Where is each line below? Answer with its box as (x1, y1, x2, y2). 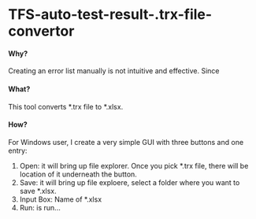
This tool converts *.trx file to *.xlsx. (8, 102, 124, 111)
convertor (8, 22, 75, 40)
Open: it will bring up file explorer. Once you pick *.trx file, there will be (19, 161, 249, 170)
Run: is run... (19, 202, 61, 212)
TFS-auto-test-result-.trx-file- (8, 6, 213, 24)
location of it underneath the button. (19, 169, 138, 179)
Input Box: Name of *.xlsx (19, 195, 102, 204)
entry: (8, 146, 28, 155)
